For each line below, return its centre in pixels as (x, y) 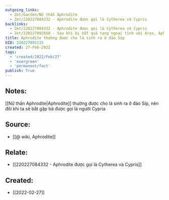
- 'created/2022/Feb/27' (36, 57)
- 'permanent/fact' (30, 66)
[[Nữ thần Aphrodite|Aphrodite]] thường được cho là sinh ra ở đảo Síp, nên (82, 103)
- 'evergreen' (24, 61)
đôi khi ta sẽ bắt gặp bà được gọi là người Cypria (55, 108)
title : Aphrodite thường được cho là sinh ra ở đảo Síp (65, 38)
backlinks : (17, 24)
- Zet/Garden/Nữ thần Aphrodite (44, 15)
